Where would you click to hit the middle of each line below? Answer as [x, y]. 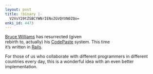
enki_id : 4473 [19, 23]
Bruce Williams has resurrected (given [43, 37]
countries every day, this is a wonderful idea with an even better [69, 61]
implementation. [21, 67]
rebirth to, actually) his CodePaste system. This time [57, 42]
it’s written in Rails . [24, 47]
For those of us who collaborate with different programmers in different [76, 57]
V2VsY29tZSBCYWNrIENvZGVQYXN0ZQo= [44, 18]
